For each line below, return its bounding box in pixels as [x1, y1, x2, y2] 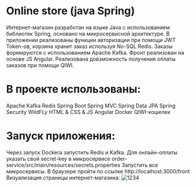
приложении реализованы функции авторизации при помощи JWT [6, 36, 176, 43]
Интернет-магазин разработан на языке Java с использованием [6, 24, 170, 31]
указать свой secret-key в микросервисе [6, 155, 111, 162]
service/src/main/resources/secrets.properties [6, 161, 121, 169]
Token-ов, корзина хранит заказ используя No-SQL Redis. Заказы [6, 43, 173, 50]
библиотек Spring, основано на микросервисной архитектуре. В [6, 30, 170, 37]
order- [112, 155, 128, 162]
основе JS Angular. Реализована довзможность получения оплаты [6, 55, 176, 62]
